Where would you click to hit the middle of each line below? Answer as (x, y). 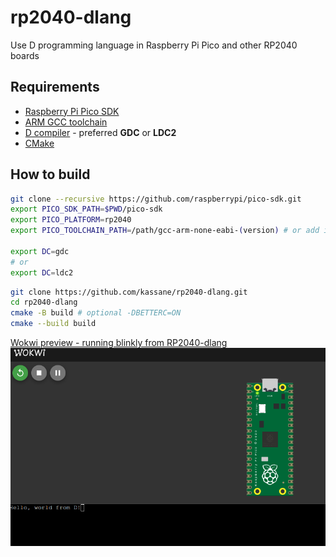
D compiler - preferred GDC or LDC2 (100, 132)
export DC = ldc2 (42, 272)
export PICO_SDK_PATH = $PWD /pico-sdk (86, 209)
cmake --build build (53, 324)
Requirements (55, 87)
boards (25, 55)
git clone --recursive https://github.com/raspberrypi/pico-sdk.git (156, 199)
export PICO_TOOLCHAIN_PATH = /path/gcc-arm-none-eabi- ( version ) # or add (165, 231)
